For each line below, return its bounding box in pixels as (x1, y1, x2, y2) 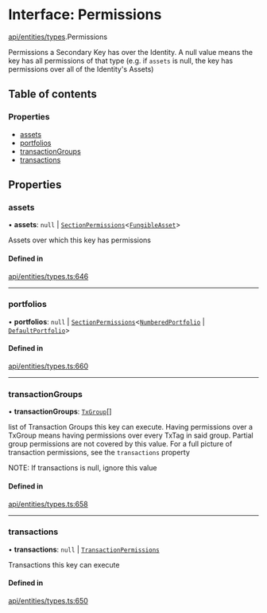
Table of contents (8, 88, 97, 101)
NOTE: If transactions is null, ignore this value (8, 463, 157, 473)
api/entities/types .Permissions (8, 32, 108, 41)
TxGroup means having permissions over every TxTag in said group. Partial (8, 430, 253, 440)
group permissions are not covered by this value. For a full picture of (8, 439, 233, 449)
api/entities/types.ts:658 (8, 499, 89, 509)
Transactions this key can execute (8, 560, 120, 569)
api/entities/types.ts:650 (8, 596, 89, 606)
